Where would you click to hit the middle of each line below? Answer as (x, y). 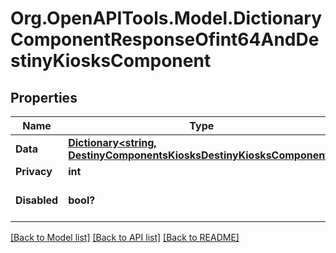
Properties (44, 97)
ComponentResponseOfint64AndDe (165, 39)
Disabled (37, 200)
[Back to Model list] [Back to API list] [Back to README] (125, 237)
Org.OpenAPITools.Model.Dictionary (166, 18)
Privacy (34, 171)
